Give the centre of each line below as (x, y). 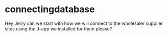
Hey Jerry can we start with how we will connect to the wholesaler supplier (84, 23)
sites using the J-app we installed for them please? (58, 28)
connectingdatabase (50, 9)
